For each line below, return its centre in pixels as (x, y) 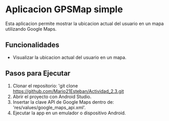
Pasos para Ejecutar (38, 73)
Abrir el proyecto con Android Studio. (52, 96)
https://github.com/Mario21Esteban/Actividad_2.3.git (68, 91)
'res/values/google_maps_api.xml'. (49, 107)
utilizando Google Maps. (31, 29)
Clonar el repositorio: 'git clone (45, 86)
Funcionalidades (33, 45)
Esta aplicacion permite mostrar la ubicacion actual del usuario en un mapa (84, 23)
